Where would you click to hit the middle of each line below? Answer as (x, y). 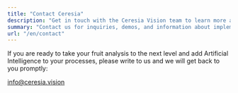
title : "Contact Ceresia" (45, 14)
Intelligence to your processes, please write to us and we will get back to (114, 61)
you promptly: (28, 68)
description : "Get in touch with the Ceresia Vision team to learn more (117, 20)
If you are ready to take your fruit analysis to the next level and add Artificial (118, 54)
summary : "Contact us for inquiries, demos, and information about (109, 27)
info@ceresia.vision (36, 82)
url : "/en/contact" (36, 33)
